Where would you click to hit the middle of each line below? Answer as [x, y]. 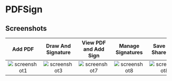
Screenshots [26, 28]
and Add [94, 49]
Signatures [129, 52]
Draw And [58, 46]
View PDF [94, 43]
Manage [129, 46]
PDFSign [24, 9]
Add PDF [23, 49]
